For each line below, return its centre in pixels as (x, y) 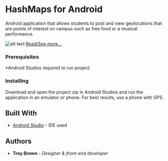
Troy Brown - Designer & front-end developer (60, 153)
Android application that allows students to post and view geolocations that (84, 23)
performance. (19, 34)
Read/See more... (44, 43)
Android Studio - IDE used (40, 125)
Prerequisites (22, 57)
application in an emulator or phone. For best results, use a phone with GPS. (85, 97)
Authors (18, 141)
